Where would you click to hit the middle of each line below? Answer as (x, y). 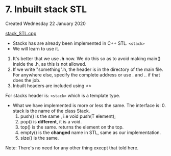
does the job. (27, 80)
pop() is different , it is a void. (51, 121)
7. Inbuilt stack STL (46, 9)
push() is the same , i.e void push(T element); (68, 116)
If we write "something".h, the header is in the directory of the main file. (88, 69)
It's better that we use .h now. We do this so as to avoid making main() (87, 58)
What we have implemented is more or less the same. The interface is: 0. (89, 105)
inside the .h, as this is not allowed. (50, 64)
